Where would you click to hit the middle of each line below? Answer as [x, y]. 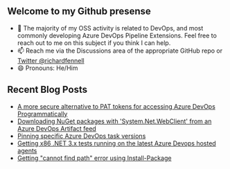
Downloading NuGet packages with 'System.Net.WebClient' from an [114, 121]
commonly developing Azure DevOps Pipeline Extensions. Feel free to [117, 35]
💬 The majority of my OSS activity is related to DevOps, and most [110, 28]
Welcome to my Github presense [79, 11]
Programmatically [42, 114]
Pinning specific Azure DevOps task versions [81, 136]
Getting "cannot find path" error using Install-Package [94, 158]
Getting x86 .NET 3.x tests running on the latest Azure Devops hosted [116, 143]
